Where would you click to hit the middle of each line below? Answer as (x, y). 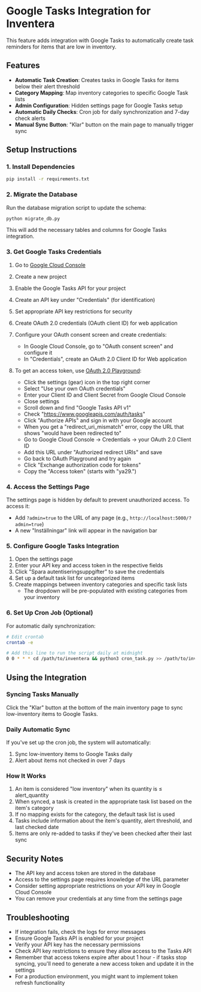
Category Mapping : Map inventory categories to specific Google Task (101, 93)
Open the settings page (44, 559)
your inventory (42, 597)
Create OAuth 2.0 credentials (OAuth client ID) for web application (96, 323)
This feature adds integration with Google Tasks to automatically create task (100, 40)
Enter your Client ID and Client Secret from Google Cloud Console (105, 395)
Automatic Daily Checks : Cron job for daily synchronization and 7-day (102, 111)
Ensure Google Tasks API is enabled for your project (79, 938)
